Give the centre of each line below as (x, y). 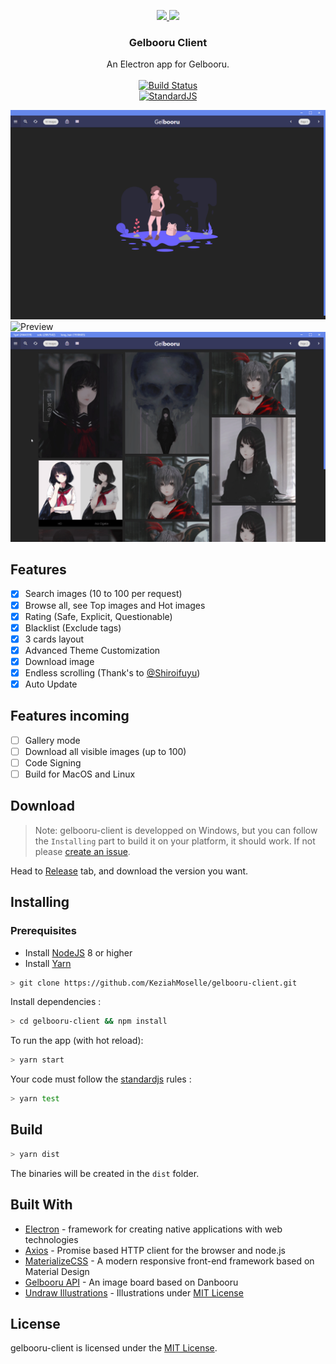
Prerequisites (43, 931)
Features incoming (70, 716)
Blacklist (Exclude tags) (73, 627)
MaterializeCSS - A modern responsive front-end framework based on (169, 1261)
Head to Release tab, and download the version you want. (129, 871)
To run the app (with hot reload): (77, 1041)
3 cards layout (54, 639)
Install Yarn (48, 963)
